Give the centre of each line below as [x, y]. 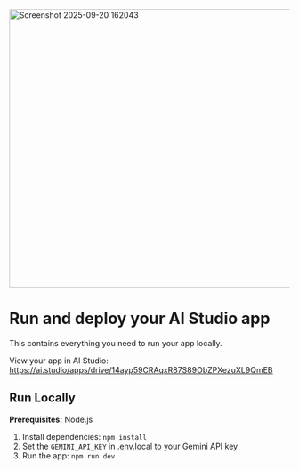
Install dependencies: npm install [84, 436]
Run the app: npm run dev [69, 455]
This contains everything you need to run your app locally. [116, 343]
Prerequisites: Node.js [51, 419]
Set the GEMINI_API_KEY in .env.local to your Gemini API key [130, 446]
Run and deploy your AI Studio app [140, 319]
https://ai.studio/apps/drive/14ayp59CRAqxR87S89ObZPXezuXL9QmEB [141, 369]
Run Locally [42, 398]
